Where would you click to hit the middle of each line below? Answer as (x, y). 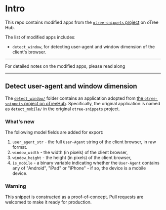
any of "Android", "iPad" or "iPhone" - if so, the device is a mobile (79, 168)
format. (20, 147)
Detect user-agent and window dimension (71, 86)
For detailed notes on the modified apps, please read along (65, 66)
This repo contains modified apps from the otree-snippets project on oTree (82, 22)
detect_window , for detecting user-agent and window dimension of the (83, 46)
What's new (20, 122)
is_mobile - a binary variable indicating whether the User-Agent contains (86, 163)
